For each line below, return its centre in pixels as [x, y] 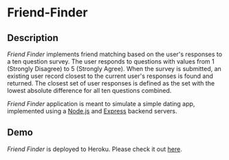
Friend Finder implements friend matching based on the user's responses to [115, 54]
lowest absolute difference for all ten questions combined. [89, 91]
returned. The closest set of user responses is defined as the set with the [111, 83]
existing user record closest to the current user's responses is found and [110, 76]
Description [33, 38]
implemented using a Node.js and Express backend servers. [92, 111]
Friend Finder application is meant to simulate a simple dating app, [101, 104]
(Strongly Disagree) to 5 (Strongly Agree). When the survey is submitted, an [114, 69]
